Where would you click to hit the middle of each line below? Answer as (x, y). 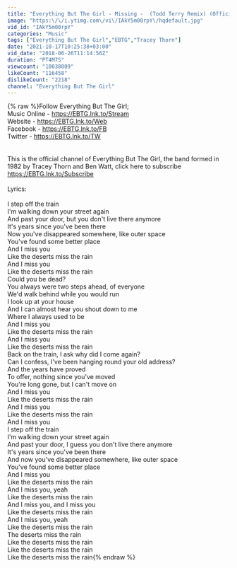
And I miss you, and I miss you (51, 505)
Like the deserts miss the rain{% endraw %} (72, 557)
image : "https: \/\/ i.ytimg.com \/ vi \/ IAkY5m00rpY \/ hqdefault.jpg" (105, 21)
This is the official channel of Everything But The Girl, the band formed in (113, 159)
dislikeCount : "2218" (39, 80)
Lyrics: (17, 189)
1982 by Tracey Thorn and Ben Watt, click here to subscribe (95, 166)
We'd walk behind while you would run (63, 294)
